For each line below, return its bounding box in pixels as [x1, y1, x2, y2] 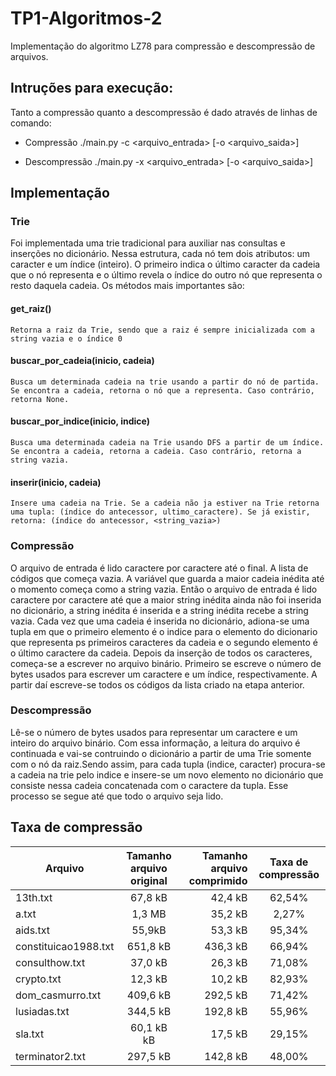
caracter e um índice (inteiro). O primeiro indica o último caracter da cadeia [10, 258, 321, 271]
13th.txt [15, 890, 53, 904]
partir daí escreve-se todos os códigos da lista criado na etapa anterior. [10, 678, 305, 691]
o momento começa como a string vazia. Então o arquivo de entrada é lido [10, 583, 318, 595]
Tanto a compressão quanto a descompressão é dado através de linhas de [10, 106, 318, 118]
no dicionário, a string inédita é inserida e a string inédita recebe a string [10, 604, 309, 616]
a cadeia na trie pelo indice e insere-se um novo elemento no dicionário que [10, 768, 324, 781]
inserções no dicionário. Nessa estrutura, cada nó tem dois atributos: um [10, 248, 311, 260]
